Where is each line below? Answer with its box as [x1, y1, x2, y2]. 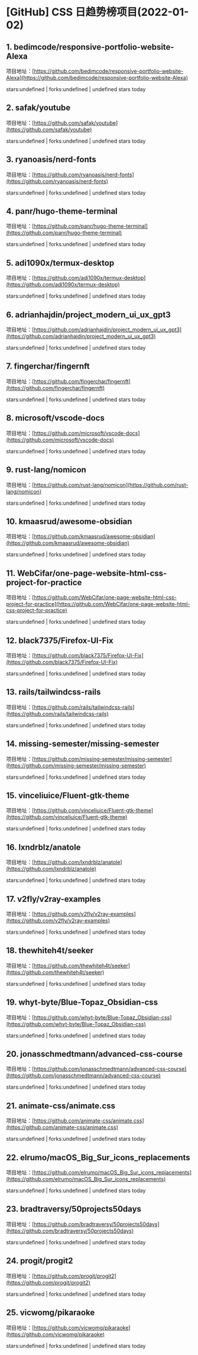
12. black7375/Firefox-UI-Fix [6, 635, 113, 646]
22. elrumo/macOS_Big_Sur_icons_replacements [6, 1152, 190, 1163]
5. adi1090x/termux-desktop [6, 258, 115, 268]
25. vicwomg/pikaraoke [6, 1308, 95, 1318]
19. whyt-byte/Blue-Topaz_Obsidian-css [6, 998, 158, 1008]
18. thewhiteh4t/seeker [6, 946, 93, 956]
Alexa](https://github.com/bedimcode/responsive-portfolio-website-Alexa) [6, 75, 188, 81]
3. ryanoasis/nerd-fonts [6, 154, 96, 164]
